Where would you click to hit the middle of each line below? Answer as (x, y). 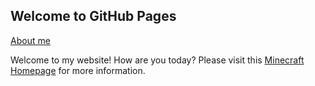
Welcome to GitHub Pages (93, 16)
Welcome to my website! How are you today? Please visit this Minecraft (157, 60)
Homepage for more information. (78, 70)
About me (30, 40)
